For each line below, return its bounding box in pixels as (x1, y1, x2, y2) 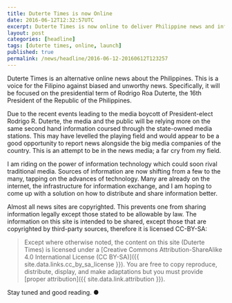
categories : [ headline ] (7, 36, 76, 43)
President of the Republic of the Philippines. (7, 96, 133, 104)
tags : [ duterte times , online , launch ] (7, 42, 122, 49)
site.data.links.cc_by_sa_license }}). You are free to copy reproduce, (23, 260, 217, 268)
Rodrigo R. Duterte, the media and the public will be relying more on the (7, 117, 211, 125)
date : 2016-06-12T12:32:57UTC (7, 17, 95, 24)
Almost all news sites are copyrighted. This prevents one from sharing (7, 202, 206, 211)
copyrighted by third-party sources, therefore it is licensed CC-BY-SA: (7, 224, 208, 232)
